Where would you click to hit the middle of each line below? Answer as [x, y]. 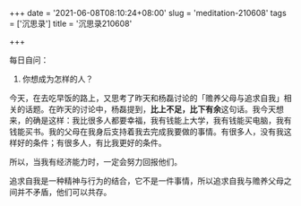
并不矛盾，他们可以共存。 [64, 192]
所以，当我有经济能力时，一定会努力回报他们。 [95, 162]
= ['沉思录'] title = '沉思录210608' [71, 23]
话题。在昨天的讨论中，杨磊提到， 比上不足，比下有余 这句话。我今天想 [154, 109]
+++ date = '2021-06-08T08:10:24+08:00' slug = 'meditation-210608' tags [148, 13]
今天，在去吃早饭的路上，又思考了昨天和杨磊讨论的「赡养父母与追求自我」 [146, 98]
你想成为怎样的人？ [58, 79]
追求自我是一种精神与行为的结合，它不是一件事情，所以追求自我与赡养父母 [146, 181]
